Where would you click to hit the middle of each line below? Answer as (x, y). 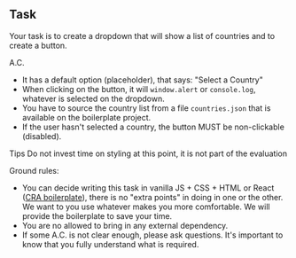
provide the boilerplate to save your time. (97, 215)
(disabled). (42, 136)
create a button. (39, 45)
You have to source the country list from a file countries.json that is (146, 108)
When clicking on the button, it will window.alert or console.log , (139, 89)
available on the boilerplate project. (86, 117)
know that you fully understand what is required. (110, 244)
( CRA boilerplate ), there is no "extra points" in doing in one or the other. (152, 197)
